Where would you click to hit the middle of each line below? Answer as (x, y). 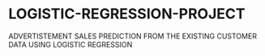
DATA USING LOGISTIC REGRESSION (71, 44)
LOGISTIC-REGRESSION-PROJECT (127, 14)
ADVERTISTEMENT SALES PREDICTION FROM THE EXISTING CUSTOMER (133, 36)
